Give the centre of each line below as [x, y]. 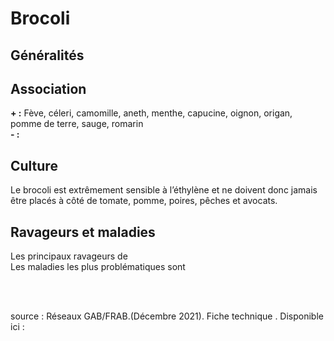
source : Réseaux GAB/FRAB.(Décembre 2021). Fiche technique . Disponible [167, 316]
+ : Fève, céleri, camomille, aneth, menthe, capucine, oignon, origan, [151, 113]
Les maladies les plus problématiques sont [98, 267]
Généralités [47, 55]
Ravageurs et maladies [83, 232]
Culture [34, 165]
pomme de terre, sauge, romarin [77, 124]
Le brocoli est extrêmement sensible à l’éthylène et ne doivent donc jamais [164, 190]
